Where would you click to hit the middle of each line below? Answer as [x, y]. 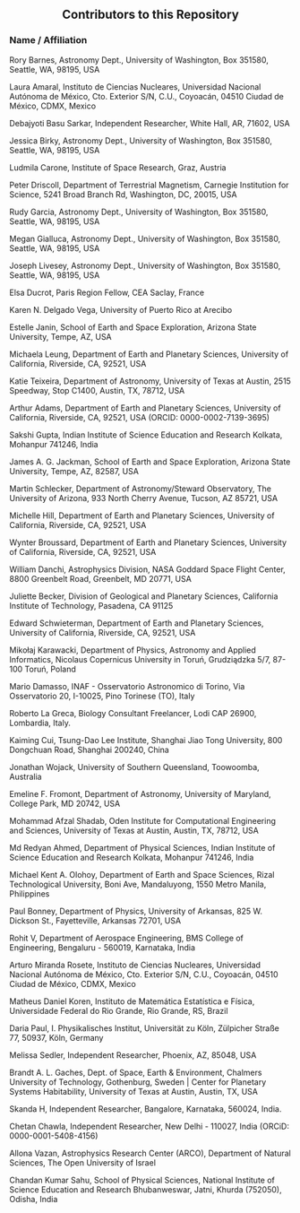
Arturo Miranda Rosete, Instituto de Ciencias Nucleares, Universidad [135, 965]
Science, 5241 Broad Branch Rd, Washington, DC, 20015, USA [123, 194]
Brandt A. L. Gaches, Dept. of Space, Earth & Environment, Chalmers [136, 1072]
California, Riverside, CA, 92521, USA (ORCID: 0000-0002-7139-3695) [140, 417]
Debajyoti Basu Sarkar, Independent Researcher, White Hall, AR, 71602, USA [150, 123]
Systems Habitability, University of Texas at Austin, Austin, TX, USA [133, 1091]
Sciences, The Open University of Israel [83, 1162]
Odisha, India [34, 1199]
